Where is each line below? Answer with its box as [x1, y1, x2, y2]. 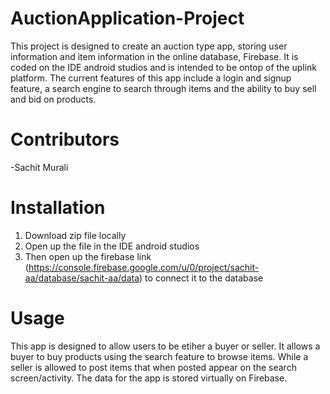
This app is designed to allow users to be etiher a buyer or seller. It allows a [10, 340, 321, 352]
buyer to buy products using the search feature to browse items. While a [10, 350, 309, 362]
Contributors [10, 128, 120, 151]
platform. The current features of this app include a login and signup [10, 72, 292, 84]
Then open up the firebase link [24, 250, 152, 262]
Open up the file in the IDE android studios [24, 240, 200, 252]
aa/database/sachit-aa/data [24, 272, 140, 284]
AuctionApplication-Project [10, 7, 245, 30]
